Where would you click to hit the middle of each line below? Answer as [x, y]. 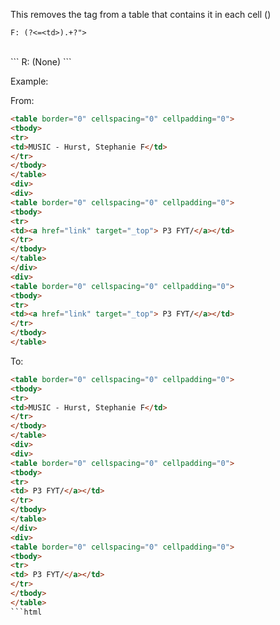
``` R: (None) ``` [41, 62]
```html [26, 612]
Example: [29, 81]
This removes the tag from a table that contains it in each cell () [141, 14]
